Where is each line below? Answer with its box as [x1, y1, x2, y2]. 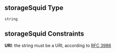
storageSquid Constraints [4, 30, 84, 38]
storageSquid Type [4, 4, 64, 12]
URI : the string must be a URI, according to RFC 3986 [4, 42, 111, 48]
